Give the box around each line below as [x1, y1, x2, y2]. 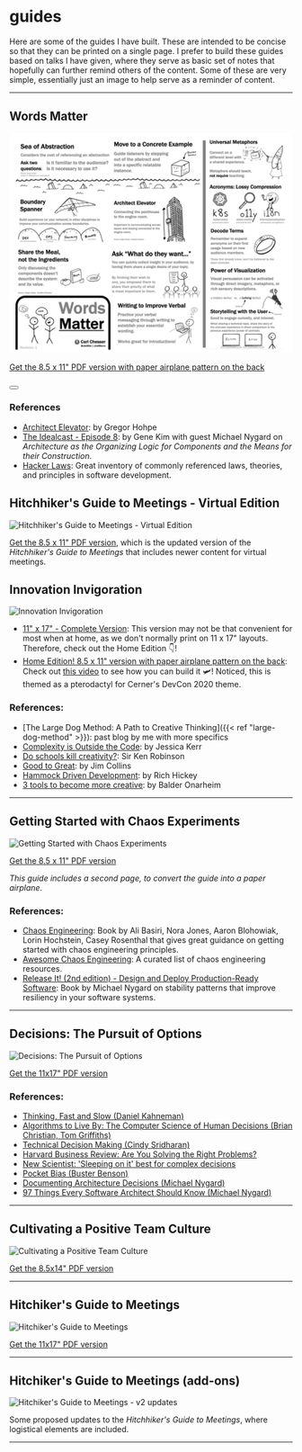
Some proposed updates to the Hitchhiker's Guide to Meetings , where [9, 1414, 268, 1425]
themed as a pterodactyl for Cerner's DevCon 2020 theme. [22, 679, 242, 690]
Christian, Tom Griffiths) [22, 1130, 111, 1140]
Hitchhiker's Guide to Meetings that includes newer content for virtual [9, 546, 267, 557]
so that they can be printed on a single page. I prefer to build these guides [9, 45, 284, 56]
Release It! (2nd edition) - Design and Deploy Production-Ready [22, 972, 259, 983]
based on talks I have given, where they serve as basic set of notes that [9, 55, 275, 66]
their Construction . [22, 450, 93, 461]
